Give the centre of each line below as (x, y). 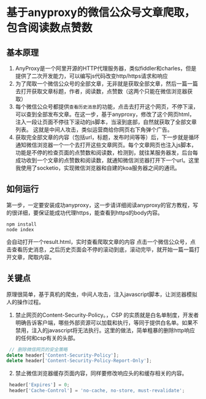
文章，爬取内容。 (33, 257)
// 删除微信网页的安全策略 (38, 349)
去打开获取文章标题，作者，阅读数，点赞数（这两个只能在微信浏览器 (101, 91)
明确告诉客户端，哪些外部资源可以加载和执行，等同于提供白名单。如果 (104, 322)
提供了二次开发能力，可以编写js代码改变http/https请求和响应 (92, 76)
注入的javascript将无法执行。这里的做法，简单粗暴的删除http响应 (113, 330)
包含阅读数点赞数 (50, 28)
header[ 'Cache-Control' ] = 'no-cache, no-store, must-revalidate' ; (97, 391)
